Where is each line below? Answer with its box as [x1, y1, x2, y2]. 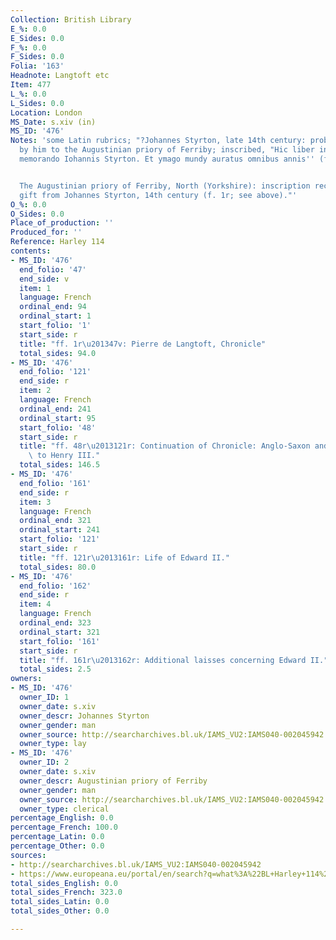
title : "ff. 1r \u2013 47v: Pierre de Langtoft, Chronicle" [19, 339, 267, 349]
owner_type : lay [19, 739, 87, 749]
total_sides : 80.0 [19, 562, 97, 572]
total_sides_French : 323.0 [10, 887, 123, 898]
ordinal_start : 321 [19, 627, 101, 637]
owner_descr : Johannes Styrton [19, 711, 150, 721]
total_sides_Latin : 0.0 [10, 897, 110, 907]
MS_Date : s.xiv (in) [10, 117, 97, 127]
